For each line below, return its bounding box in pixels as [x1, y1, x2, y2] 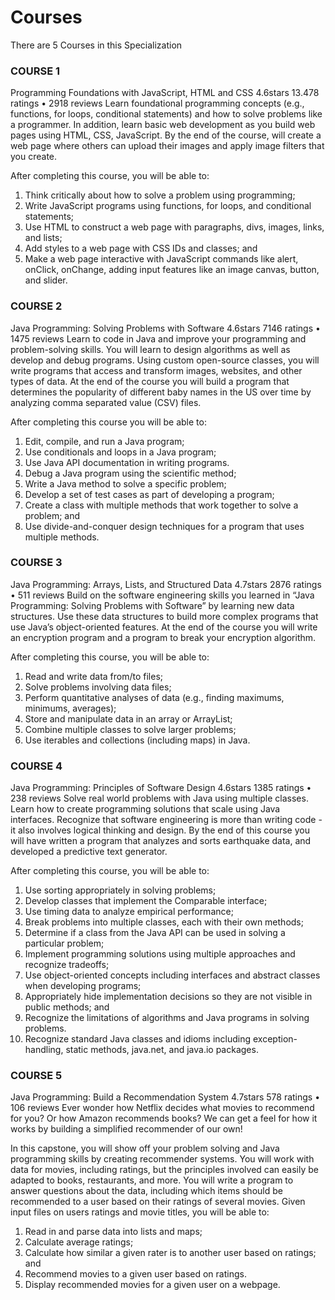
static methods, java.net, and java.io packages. [65, 1044, 259, 1056]
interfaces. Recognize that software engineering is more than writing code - [10, 814, 323, 826]
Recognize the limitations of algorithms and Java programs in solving [24, 1012, 310, 1024]
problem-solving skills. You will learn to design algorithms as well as [10, 343, 291, 355]
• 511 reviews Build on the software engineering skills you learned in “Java [10, 589, 315, 601]
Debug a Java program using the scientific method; [24, 467, 237, 479]
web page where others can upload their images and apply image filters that [10, 140, 325, 152]
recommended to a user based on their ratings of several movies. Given [10, 1196, 306, 1208]
